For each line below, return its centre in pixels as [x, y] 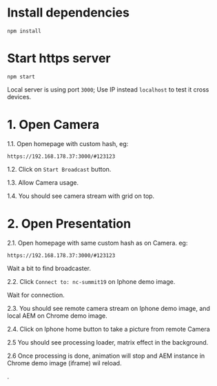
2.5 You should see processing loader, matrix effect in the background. [108, 342]
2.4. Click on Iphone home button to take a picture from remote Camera [108, 329]
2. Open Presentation [69, 224]
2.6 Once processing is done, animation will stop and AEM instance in [106, 356]
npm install [24, 31]
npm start [21, 77]
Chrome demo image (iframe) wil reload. [64, 363]
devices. [19, 96]
